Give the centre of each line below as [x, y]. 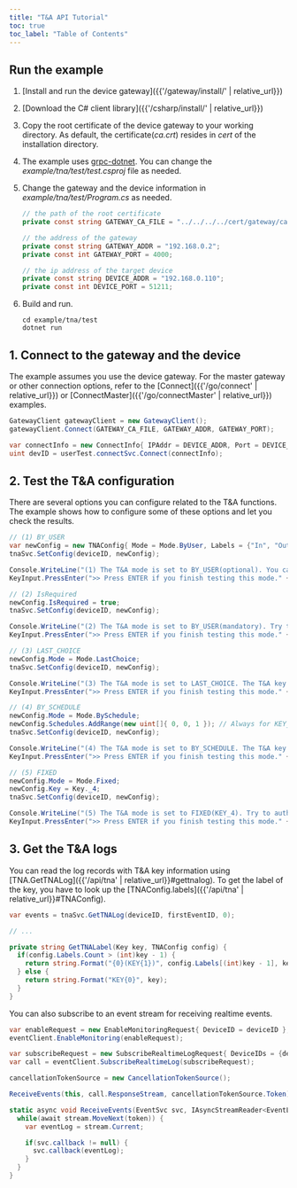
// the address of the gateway [80, 238]
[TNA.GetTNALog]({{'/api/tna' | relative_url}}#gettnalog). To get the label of [146, 879]
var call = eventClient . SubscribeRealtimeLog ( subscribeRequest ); [132, 1062]
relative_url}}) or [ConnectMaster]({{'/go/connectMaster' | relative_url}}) [141, 395]
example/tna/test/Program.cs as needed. [97, 198]
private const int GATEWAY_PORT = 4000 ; [97, 254]
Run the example [57, 70]
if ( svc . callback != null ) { [76, 1143]
